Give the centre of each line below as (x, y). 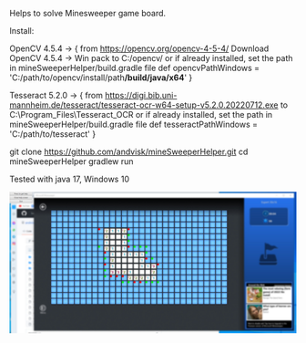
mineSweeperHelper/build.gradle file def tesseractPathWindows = (133, 124)
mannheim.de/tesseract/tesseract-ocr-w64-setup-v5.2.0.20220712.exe (144, 105)
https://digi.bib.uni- (141, 95)
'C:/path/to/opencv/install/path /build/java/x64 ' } (101, 78)
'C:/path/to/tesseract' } (53, 134)
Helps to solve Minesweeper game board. (88, 13)
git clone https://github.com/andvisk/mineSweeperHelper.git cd (129, 151)
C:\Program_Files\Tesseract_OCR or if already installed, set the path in (141, 114)
